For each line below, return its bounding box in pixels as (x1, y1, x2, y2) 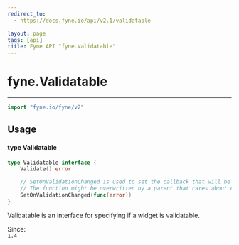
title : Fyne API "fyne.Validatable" (7, 43, 116, 50)
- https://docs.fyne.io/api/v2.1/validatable (14, 17, 152, 24)
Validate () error (20, 165, 72, 173)
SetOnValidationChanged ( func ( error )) (20, 192, 132, 199)
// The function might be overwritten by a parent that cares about (20, 185, 228, 192)
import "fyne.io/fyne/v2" (7, 104, 84, 111)
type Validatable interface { (7, 159, 97, 166)
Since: (7, 224, 26, 233)
